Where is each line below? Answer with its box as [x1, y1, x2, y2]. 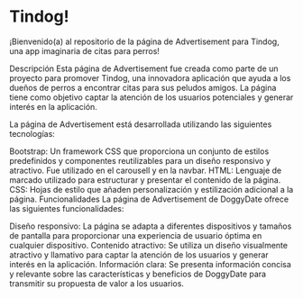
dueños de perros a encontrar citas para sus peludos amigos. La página [9, 82, 277, 93]
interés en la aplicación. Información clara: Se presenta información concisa [9, 258, 291, 269]
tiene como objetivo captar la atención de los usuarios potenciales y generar [9, 92, 294, 103]
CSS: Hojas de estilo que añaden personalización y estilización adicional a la [9, 184, 294, 194]
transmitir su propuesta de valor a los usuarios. [9, 277, 185, 289]
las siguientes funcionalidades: [9, 203, 124, 213]
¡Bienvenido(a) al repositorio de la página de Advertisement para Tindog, [9, 36, 280, 47]
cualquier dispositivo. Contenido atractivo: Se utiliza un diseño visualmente [9, 239, 289, 250]
